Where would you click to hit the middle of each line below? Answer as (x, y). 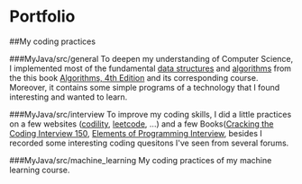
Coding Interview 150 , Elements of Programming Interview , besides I (136, 133)
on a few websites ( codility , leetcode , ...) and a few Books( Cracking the (142, 124)
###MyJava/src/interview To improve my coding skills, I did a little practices (151, 114)
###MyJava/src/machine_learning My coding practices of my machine (141, 160)
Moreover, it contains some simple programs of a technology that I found (145, 87)
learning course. (40, 170)
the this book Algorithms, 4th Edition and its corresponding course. (134, 77)
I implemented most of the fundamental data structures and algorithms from (150, 68)
